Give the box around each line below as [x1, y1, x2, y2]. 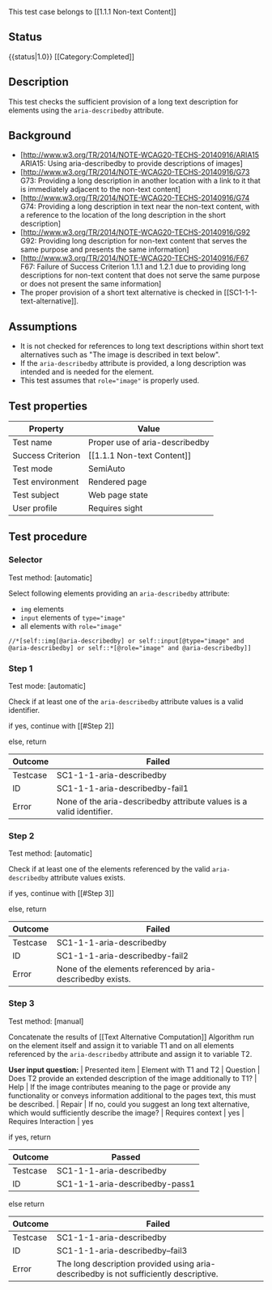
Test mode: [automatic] [8, 681, 87, 691]
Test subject [12, 490, 59, 501]
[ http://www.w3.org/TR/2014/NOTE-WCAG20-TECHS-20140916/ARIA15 [19, 150, 260, 160]
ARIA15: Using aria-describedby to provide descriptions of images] [19, 159, 243, 168]
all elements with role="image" [19, 621, 123, 630]
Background [8, 129, 71, 142]
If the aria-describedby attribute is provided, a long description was [19, 359, 247, 368]
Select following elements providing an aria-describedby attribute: [8, 588, 230, 598]
